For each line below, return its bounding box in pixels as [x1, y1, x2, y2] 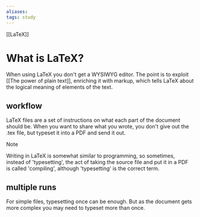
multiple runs [6, 182, 57, 192]
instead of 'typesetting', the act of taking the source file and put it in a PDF [6, 159, 189, 166]
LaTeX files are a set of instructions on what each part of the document [6, 117, 180, 124]
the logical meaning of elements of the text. [6, 84, 113, 91]
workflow [6, 100, 42, 111]
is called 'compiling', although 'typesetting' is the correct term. [6, 165, 160, 172]
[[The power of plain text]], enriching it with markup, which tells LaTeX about [6, 77, 194, 84]
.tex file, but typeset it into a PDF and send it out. [6, 129, 126, 137]
